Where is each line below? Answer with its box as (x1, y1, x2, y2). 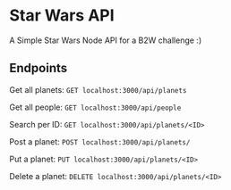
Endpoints (9, 61, 68, 76)
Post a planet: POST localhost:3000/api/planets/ (9, 136, 191, 147)
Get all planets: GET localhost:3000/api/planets (9, 84, 187, 95)
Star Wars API (9, 5, 115, 26)
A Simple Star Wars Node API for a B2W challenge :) (9, 35, 202, 45)
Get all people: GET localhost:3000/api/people (9, 102, 182, 112)
